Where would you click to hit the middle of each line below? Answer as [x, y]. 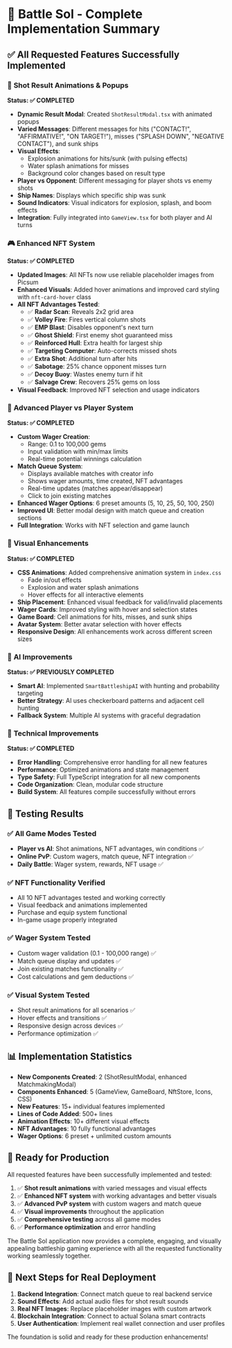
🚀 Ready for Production [58, 1158]
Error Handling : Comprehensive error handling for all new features [112, 763]
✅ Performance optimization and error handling [86, 1227]
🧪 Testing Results [46, 814]
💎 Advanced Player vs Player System [70, 408]
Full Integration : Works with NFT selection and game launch [103, 525]
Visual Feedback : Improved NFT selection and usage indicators [108, 390]
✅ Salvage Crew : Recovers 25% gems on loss [94, 382]
